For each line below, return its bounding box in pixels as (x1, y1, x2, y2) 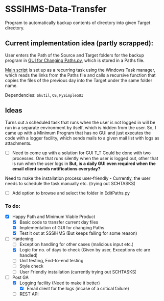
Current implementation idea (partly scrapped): (5, 39, 154, 48)
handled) (19, 252, 38, 258)
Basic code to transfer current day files (19, 219, 98, 225)
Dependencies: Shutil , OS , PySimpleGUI (5, 92, 84, 98)
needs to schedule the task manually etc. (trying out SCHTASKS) (5, 180, 136, 186)
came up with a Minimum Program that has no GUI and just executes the (5, 130, 151, 136)
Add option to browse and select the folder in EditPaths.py (12, 190, 130, 196)
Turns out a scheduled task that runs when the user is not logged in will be (5, 119, 156, 125)
